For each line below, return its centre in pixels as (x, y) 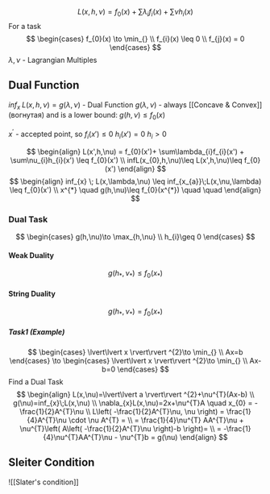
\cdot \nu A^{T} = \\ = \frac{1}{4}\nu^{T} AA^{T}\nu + (156, 420)
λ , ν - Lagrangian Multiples (53, 60)
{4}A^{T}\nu (47, 420)
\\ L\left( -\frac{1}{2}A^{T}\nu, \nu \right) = (155, 411)
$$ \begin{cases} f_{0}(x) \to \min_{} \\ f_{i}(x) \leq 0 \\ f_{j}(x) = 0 (135, 39)
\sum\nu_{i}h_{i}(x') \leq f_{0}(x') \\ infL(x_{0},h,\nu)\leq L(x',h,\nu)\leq (127, 160)
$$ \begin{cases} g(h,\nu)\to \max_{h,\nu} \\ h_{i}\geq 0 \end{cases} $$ (135, 236)
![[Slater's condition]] (44, 482)
